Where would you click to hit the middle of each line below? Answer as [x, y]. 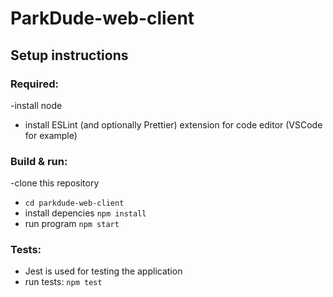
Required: [35, 84]
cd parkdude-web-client [74, 203]
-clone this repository [55, 183]
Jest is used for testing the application [103, 271]
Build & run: [39, 161]
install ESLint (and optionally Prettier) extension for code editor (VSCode [173, 124]
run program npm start [72, 224]
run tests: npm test [63, 282]
